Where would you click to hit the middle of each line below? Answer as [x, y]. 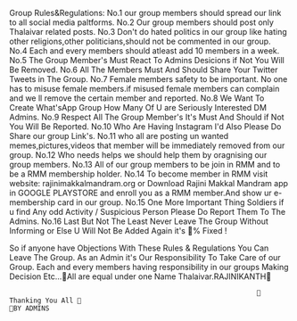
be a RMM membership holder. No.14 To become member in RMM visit [139, 174]
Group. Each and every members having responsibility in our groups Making [149, 267]
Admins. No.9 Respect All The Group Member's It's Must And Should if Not [147, 117]
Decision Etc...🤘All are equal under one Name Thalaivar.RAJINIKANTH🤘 [140, 276]
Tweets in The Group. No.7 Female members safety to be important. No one [148, 79]
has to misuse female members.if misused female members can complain [144, 89]
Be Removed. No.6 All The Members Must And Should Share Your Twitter [144, 70]
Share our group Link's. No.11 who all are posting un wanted [119, 136]
